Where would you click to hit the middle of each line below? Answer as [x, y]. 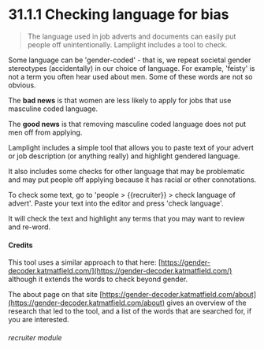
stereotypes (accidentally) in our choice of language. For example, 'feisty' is [132, 68]
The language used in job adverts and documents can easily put [132, 36]
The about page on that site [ [55, 295]
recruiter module [35, 337]
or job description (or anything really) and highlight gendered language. [124, 156]
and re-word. [30, 227]
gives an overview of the [206, 303]
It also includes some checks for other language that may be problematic [127, 171]
